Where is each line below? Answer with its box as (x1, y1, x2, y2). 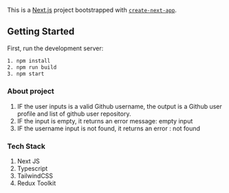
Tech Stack (7, 141, 46, 151)
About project (7, 86, 55, 96)
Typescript (17, 165, 48, 173)
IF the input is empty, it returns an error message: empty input (17, 116, 193, 125)
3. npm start (7, 70, 45, 77)
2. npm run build (7, 63, 57, 71)
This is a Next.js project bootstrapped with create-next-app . (7, 6, 177, 14)
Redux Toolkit (17, 179, 56, 187)
